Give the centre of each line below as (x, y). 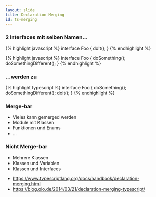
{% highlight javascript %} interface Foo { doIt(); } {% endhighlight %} (78, 48)
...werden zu (21, 77)
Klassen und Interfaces (37, 169)
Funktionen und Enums (36, 128)
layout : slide (20, 10)
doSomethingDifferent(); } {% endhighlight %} (53, 63)
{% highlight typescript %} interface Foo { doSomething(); (66, 87)
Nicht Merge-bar (26, 147)
